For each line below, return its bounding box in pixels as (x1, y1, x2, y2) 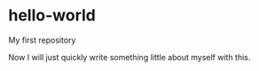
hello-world (8, 5, 97, 26)
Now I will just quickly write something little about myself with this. (8, 51, 251, 62)
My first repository (8, 35, 76, 45)
